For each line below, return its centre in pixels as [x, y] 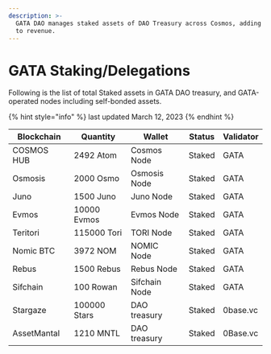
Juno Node [152, 196]
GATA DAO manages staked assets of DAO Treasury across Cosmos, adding [139, 23]
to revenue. [36, 31]
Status [202, 137]
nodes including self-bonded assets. [101, 101]
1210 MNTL [97, 333]
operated [23, 101]
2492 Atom [95, 155]
